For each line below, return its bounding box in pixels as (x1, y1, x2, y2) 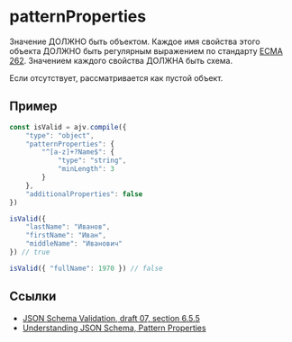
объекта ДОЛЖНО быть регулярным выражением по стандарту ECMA (9, 45, 284, 56)
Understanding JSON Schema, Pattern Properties (22, 322, 206, 333)
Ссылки (9, 289, 57, 304)
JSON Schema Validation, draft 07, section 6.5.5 (22, 312, 200, 323)
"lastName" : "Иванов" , (25, 222, 111, 231)
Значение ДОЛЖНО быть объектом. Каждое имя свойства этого (9, 36, 260, 47)
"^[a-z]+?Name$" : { (41, 148, 115, 157)
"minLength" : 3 (57, 165, 115, 174)
